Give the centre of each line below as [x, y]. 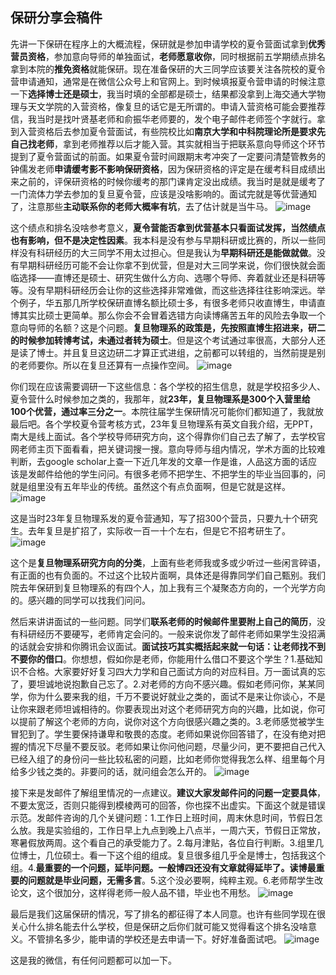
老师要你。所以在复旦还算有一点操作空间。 [106, 365]
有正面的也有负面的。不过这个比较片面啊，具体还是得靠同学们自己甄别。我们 [168, 575]
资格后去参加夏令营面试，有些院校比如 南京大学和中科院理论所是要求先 [181, 131]
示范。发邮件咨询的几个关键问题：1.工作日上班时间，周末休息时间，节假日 [162, 817]
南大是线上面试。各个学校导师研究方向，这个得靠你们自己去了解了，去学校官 [168, 436]
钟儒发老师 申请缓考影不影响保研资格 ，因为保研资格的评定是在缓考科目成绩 [163, 169]
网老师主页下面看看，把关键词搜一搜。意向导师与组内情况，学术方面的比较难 [168, 449]
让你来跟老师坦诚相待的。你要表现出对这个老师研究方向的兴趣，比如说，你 [163, 709]
